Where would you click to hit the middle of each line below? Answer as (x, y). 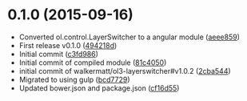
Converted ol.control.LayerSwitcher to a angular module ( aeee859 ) (129, 37)
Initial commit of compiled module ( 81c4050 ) (93, 63)
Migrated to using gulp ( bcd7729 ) (74, 79)
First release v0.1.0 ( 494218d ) (68, 45)
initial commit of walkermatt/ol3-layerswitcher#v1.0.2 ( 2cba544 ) (125, 71)
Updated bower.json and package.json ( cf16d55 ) (99, 88)
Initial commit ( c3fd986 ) (59, 54)
